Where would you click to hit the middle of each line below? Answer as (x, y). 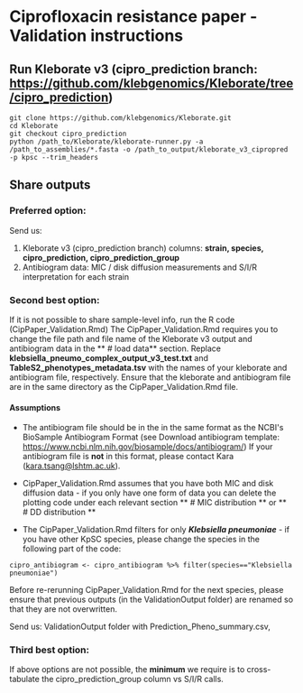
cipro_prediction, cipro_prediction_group (101, 257)
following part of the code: (72, 549)
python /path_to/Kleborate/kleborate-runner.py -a (106, 142)
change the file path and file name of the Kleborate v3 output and (131, 338)
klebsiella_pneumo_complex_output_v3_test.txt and (109, 357)
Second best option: (55, 300)
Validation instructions (96, 36)
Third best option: (50, 650)
